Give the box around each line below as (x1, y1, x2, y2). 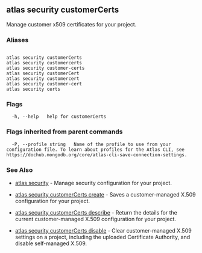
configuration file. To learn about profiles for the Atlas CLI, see (6, 147, 185, 153)
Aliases (6, 35, 29, 44)
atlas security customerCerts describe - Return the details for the (14, 209, 178, 216)
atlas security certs (6, 87, 61, 93)
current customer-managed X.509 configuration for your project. (14, 216, 177, 222)
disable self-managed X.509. (14, 240, 87, 247)
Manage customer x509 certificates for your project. (6, 20, 137, 28)
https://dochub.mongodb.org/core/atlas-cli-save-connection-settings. (6, 151, 188, 158)
